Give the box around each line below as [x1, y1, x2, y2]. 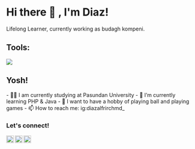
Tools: [6, 42, 30, 53]
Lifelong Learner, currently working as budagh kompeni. [6, 25, 145, 32]
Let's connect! [6, 121, 50, 130]
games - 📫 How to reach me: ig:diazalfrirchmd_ [6, 104, 125, 111]
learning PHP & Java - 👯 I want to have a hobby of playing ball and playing [6, 98, 190, 105]
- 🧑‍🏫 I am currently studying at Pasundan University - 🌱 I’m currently [6, 91, 176, 98]
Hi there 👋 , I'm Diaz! [6, 5, 109, 19]
